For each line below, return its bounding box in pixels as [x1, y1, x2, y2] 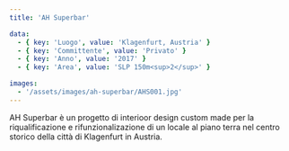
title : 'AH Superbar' [9, 13, 91, 22]
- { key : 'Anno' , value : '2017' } [17, 55, 146, 64]
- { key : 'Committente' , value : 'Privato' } [17, 46, 187, 55]
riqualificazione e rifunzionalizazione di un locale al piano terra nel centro [9, 121, 280, 132]
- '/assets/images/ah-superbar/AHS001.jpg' [17, 87, 182, 96]
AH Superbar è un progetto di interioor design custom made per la [9, 111, 254, 122]
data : [9, 29, 30, 39]
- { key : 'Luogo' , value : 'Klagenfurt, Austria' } [17, 38, 211, 47]
